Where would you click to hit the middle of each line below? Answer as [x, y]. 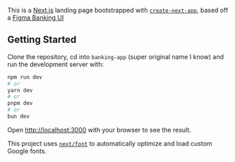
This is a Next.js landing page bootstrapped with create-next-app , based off [118, 10]
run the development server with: [56, 64]
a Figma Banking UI [36, 18]
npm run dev [25, 77]
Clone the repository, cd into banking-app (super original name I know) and [116, 56]
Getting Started [42, 40]
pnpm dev [20, 104]
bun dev [19, 117]
